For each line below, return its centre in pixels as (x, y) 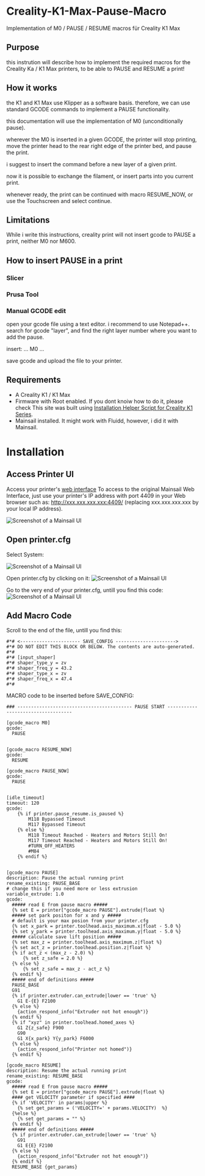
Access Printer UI (40, 474)
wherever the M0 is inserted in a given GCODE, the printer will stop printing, (102, 139)
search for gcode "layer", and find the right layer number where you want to (102, 330)
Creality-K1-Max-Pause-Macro (86, 11)
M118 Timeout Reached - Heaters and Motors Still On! (98, 835)
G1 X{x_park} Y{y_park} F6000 (56, 1039)
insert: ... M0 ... (25, 349)
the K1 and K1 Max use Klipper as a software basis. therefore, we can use (98, 103)
